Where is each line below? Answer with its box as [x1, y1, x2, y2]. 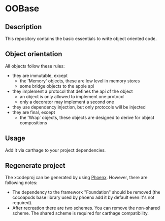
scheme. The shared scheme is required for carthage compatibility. [12, 210, 149, 216]
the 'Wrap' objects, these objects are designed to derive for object [19, 114, 155, 120]
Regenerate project [5, 161, 66, 170]
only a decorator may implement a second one [19, 99, 114, 105]
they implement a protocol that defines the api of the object [12, 88, 133, 94]
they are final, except [12, 109, 55, 115]
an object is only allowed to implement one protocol [19, 93, 125, 99]
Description [5, 23, 42, 31]
